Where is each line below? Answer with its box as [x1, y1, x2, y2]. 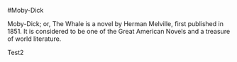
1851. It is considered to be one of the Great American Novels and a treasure [7, 27, 231, 35]
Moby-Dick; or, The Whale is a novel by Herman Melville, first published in [7, 20, 224, 27]
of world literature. [7, 35, 62, 43]
